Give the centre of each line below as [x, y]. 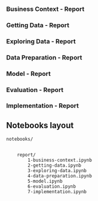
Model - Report [28, 73]
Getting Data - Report [38, 25]
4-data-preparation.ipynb [60, 176]
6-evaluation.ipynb [52, 187]
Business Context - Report [45, 9]
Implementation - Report [43, 106]
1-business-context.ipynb [60, 160]
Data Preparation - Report [44, 57]
